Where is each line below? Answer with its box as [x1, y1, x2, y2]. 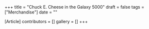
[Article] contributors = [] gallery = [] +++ [4, 19, 88, 24]
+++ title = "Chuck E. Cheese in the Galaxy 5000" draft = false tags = [4, 4, 145, 10]
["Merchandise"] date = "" [4, 9, 57, 15]
